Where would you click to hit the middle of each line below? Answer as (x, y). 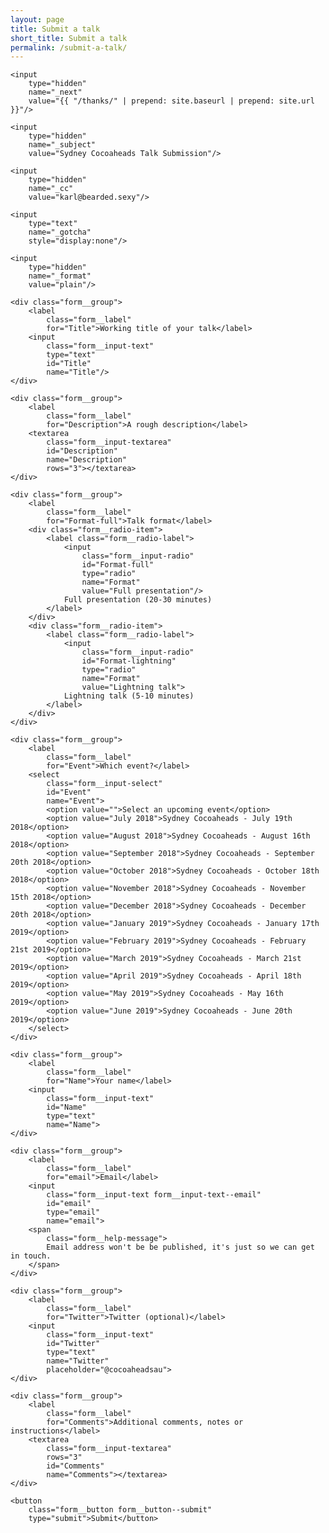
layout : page (37, 19)
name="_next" (55, 92)
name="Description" (87, 460)
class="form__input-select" (104, 784)
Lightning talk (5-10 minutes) (129, 696)
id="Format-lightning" (129, 661)
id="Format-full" (118, 565)
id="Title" (69, 364)
